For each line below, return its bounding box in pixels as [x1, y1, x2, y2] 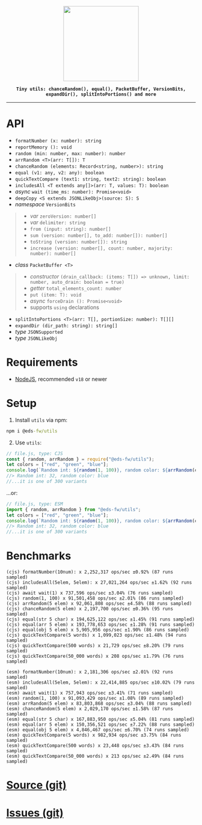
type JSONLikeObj [14, 334, 58, 342]
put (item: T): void [29, 292, 82, 298]
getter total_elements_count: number [29, 284, 122, 292]
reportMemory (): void [14, 144, 72, 150]
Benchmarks [6, 549, 72, 563]
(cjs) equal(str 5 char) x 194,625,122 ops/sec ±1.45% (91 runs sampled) [6, 616, 195, 622]
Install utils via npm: [14, 416, 68, 423]
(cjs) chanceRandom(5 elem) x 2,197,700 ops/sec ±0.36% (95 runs [6, 606, 173, 612]
